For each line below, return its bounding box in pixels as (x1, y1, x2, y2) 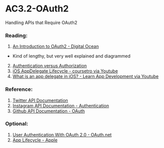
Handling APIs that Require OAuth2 (5, 19, 78, 25)
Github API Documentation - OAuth (12, 108, 85, 114)
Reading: (5, 32, 28, 39)
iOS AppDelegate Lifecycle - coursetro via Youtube (12, 68, 118, 74)
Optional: (5, 120, 29, 127)
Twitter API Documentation (12, 97, 69, 103)
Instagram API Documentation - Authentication (12, 102, 109, 108)
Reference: (5, 86, 33, 93)
